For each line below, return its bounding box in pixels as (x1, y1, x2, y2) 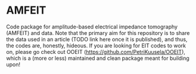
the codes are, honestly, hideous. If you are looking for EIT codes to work (6, 42, 186, 49)
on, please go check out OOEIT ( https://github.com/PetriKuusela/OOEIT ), (6, 48, 186, 55)
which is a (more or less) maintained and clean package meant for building (6, 54, 189, 62)
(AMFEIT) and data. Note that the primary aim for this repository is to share (6, 29, 190, 36)
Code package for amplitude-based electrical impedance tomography (6, 23, 178, 30)
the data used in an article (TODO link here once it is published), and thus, (6, 36, 188, 43)
